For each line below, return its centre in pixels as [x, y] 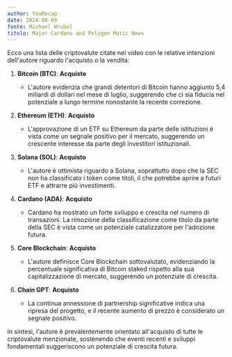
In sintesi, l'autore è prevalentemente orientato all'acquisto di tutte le [105, 332]
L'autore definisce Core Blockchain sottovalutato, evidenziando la [121, 262]
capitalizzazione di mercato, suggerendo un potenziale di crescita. [123, 276]
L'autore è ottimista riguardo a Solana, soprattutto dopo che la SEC [123, 170]
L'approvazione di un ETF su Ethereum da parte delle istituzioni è [121, 129]
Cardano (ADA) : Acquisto [55, 199]
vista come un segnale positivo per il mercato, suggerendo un [116, 136]
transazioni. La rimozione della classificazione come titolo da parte [123, 220]
